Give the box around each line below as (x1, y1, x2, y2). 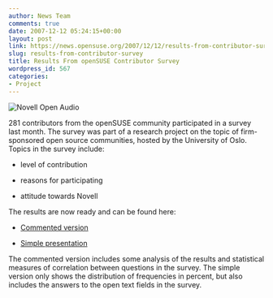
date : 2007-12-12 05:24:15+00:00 (8, 27, 122, 35)
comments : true (8, 19, 60, 28)
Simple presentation (19, 238, 88, 248)
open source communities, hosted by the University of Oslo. (45, 135, 248, 145)
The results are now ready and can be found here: (8, 206, 176, 216)
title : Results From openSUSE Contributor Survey (8, 58, 180, 66)
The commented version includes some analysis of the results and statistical (8, 253, 265, 264)
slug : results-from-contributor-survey (8, 50, 144, 58)
